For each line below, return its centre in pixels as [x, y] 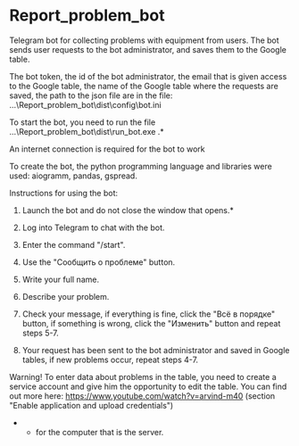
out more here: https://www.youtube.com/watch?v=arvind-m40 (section [142, 396]
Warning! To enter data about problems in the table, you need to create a [143, 376]
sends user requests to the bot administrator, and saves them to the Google [148, 49]
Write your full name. [61, 279]
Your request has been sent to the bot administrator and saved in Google [156, 350]
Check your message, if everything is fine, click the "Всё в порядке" [149, 314]
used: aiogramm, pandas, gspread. [74, 176]
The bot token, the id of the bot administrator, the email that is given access [148, 76]
